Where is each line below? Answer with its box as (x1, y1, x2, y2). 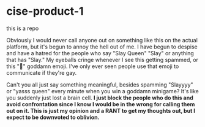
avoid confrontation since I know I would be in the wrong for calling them (6, 100, 195, 108)
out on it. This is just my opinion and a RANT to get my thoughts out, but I (6, 107, 196, 114)
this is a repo (6, 25, 39, 32)
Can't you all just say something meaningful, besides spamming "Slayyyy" (6, 81, 194, 88)
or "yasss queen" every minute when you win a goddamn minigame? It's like (6, 87, 199, 94)
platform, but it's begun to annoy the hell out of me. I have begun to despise (6, 43, 198, 50)
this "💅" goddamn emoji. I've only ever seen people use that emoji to (6, 63, 179, 70)
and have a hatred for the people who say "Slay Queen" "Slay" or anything (6, 49, 194, 56)
